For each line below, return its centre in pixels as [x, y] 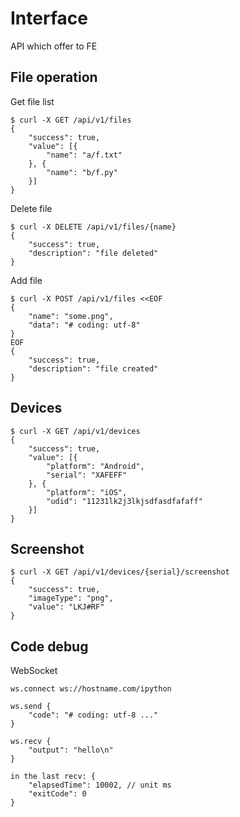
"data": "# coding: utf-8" [84, 325]
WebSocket [34, 671]
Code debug [49, 646]
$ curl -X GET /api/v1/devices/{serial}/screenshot [120, 572]
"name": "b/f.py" [82, 172]
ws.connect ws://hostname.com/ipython [91, 689]
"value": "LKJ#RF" [66, 607]
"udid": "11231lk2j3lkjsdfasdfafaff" [124, 501]
